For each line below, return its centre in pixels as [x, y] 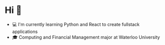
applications [25, 31]
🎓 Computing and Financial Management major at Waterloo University [86, 37]
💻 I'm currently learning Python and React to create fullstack [76, 24]
